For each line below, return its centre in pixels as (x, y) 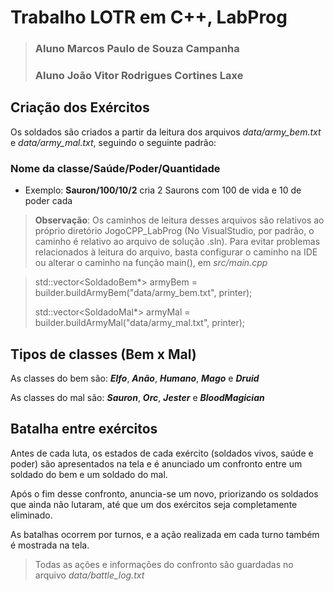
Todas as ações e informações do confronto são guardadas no (164, 564)
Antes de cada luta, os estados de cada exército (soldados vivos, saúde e (162, 453)
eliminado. (31, 515)
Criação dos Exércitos (80, 107)
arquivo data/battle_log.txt (89, 575)
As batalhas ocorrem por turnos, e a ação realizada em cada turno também (165, 534)
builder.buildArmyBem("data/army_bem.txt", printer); (143, 293)
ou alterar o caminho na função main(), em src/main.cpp (151, 263)
